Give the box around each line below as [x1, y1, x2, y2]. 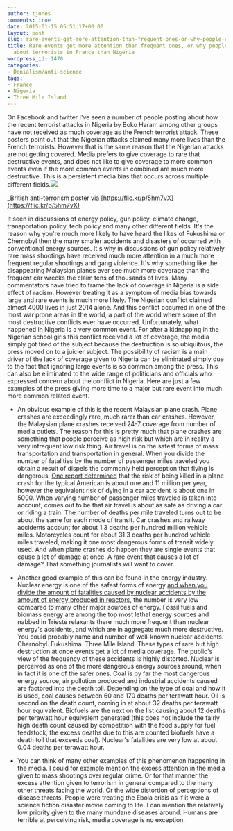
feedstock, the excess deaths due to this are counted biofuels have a [17, 728, 215, 737]
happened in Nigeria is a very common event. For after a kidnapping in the [7, 326, 220, 333]
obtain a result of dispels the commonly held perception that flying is [17, 464, 214, 472]
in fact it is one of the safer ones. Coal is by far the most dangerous [17, 669, 210, 678]
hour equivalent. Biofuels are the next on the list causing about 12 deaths [17, 706, 226, 714]
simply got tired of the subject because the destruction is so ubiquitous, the [7, 340, 223, 348]
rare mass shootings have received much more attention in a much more [7, 251, 214, 260]
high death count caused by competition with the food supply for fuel [17, 721, 216, 729]
